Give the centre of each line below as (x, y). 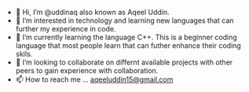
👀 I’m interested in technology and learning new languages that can (124, 20)
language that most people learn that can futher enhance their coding (128, 46)
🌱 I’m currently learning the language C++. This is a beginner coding (126, 37)
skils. (24, 54)
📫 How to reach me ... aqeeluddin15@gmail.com (94, 79)
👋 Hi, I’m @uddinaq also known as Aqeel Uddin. (93, 12)
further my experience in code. (66, 29)
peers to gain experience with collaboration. (87, 70)
